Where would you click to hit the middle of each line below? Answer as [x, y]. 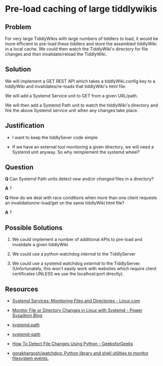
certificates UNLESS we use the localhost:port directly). [68, 274]
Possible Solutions [34, 228]
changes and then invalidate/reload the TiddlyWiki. [56, 54]
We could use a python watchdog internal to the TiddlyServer [74, 254]
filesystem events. [30, 358]
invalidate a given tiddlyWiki [40, 245]
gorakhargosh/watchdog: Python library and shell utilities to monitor [80, 353]
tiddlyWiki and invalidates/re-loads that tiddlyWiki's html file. [66, 86]
